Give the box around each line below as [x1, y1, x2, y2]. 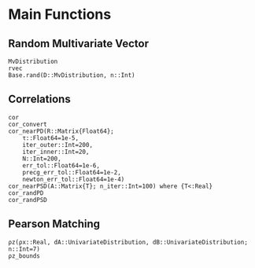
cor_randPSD [8, 196, 47, 204]
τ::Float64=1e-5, [22, 134, 79, 142]
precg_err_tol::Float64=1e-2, [22, 168, 122, 176]
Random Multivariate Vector [8, 37, 150, 50]
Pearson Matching [8, 218, 101, 231]
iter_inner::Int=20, [22, 148, 90, 156]
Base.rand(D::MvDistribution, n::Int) [8, 72, 135, 79]
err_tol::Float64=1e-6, [22, 161, 101, 170]
